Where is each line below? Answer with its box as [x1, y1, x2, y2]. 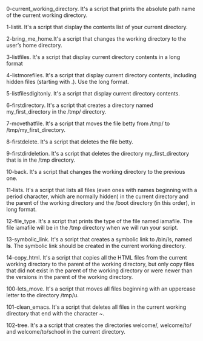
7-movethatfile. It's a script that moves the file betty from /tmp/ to [6, 120, 170, 127]
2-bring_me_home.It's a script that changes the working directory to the [6, 35, 187, 42]
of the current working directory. [6, 12, 88, 19]
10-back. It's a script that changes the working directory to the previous [6, 168, 185, 175]
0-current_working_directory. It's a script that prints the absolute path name [6, 5, 196, 12]
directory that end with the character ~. [6, 310, 105, 317]
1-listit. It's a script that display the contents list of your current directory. [6, 24, 188, 30]
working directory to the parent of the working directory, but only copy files [6, 261, 195, 267]
